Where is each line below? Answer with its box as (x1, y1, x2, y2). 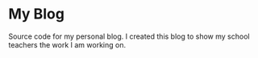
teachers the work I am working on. (8, 39, 127, 49)
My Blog (8, 5, 64, 23)
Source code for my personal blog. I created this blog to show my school (8, 31, 250, 41)
